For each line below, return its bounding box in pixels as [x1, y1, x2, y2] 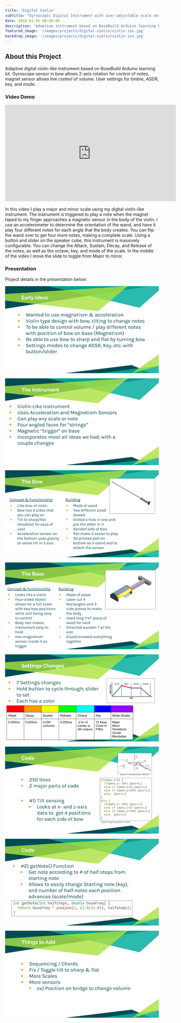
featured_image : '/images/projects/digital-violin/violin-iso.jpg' [5, 28, 145, 34]
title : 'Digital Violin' [5, 8, 56, 13]
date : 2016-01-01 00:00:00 [5, 18, 60, 23]
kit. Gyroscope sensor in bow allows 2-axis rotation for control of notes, [5, 71, 150, 76]
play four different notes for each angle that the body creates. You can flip [5, 227, 154, 233]
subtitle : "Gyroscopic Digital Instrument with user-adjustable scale [5, 13, 152, 18]
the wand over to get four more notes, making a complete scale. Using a [5, 232, 150, 238]
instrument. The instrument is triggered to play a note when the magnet [5, 211, 149, 218]
